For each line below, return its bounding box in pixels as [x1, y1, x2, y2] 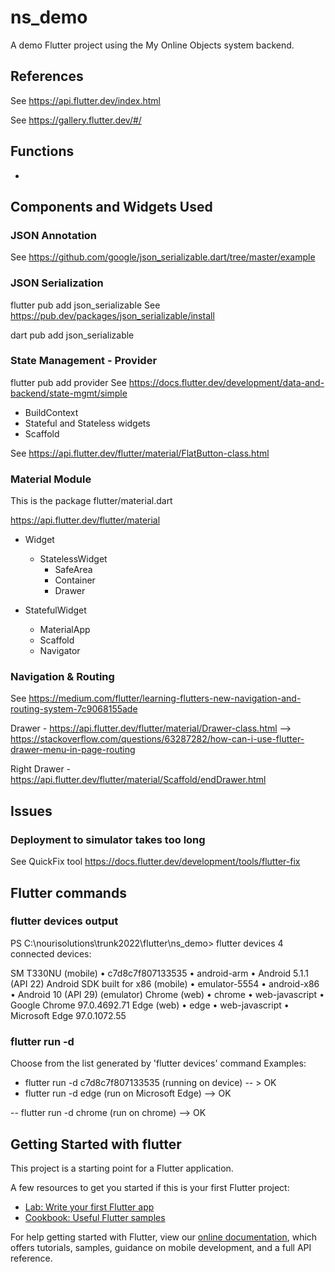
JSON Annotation [10, 228, 98, 242]
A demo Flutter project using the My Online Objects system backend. [10, 39, 295, 51]
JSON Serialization [10, 276, 104, 290]
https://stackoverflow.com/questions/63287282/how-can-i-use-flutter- [10, 733, 305, 745]
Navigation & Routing [10, 670, 115, 684]
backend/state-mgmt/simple [10, 387, 128, 399]
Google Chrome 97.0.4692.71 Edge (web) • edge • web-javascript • [10, 999, 290, 1011]
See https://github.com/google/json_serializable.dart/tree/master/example [10, 251, 316, 263]
